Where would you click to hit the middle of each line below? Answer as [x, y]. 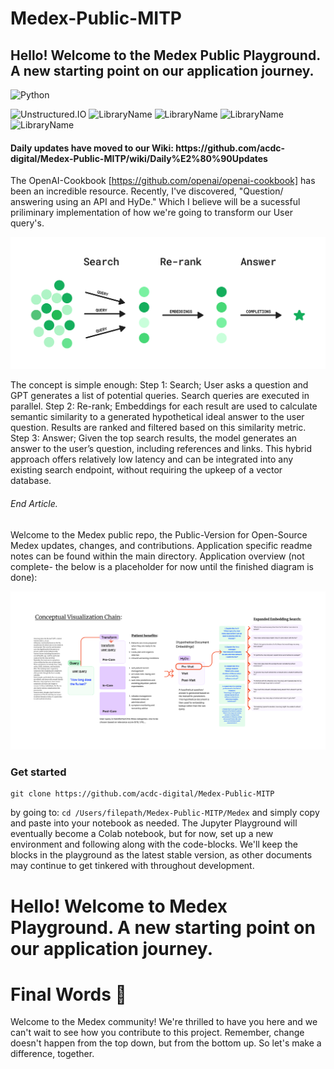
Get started [38, 772]
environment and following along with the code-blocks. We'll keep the [154, 844]
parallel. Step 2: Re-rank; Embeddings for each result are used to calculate [164, 406]
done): [24, 577]
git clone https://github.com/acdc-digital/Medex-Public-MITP [142, 794]
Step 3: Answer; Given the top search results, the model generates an [154, 438]
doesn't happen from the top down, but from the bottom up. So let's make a [166, 1043]
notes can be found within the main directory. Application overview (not [157, 556]
